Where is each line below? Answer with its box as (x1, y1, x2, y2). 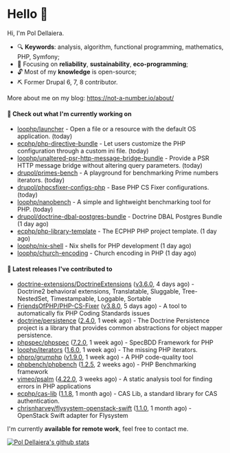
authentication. (16, 397, 60, 405)
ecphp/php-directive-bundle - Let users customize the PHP (16, 140, 186, 148)
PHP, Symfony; (16, 52, 60, 60)
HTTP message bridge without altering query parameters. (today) (16, 162, 203, 170)
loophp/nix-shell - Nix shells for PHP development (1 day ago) (16, 242, 192, 250)
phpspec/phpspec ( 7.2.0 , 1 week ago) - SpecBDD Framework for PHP (16, 338, 214, 346)
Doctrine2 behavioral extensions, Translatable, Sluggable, (16, 287, 181, 296)
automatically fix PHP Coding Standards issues (16, 309, 150, 318)
